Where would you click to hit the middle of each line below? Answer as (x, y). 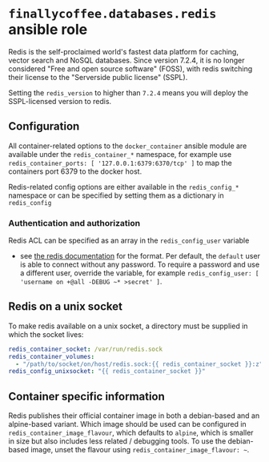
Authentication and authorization (74, 223)
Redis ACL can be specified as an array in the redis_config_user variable (129, 241)
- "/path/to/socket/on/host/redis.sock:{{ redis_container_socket (128, 364)
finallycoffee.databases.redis (112, 14)
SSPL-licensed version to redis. (60, 101)
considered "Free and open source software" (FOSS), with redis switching (130, 68)
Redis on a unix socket (65, 307)
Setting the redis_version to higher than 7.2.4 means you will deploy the (128, 92)
